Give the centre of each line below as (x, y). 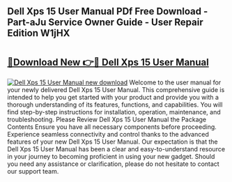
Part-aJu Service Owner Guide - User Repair (105, 23)
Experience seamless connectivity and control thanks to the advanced (108, 134)
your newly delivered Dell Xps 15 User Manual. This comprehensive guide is (116, 90)
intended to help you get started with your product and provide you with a (113, 97)
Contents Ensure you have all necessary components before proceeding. (112, 127)
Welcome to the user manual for (175, 82)
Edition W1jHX (39, 33)
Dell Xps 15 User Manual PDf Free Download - (108, 12)
